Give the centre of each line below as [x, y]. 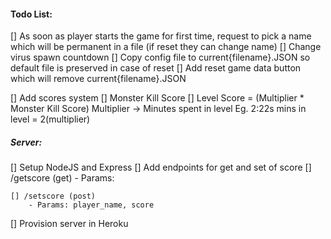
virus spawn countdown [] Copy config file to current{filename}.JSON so [160, 57]
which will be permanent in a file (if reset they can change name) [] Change [166, 47]
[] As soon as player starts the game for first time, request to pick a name [161, 36]
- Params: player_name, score [91, 205]
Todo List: [31, 14]
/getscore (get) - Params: [62, 178]
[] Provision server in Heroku [69, 224]
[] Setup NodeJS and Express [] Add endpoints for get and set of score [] [161, 167]
